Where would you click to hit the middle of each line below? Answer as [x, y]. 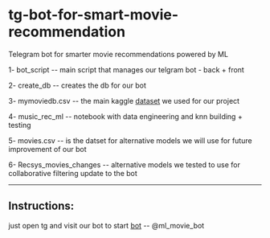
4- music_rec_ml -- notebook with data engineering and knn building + [125, 116]
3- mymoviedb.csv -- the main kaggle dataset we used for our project [124, 101]
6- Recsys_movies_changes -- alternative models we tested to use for [125, 164]
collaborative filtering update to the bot [73, 173]
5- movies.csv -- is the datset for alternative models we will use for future [130, 140]
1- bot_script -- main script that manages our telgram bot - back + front [127, 69]
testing [20, 125]
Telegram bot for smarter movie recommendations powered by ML [119, 54]
